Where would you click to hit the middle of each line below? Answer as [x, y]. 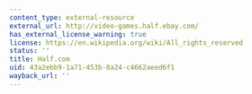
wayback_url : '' [40, 76]
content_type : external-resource [72, 17]
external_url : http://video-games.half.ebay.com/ [104, 26]
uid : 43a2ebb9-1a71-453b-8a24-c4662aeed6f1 [92, 68]
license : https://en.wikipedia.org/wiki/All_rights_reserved [126, 43]
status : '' [30, 51]
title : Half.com [40, 59]
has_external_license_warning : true [78, 34]
